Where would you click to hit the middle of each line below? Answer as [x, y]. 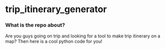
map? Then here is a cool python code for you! [54, 41]
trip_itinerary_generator [56, 9]
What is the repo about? [35, 25]
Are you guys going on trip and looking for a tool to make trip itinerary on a [83, 36]
